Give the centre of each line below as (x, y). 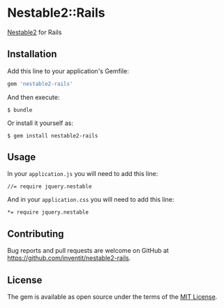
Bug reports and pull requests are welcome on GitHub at (88, 251)
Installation (32, 54)
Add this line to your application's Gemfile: (68, 71)
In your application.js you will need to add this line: (83, 174)
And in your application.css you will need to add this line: (91, 200)
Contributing (36, 234)
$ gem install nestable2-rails (53, 135)
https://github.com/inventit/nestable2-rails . (69, 258)
